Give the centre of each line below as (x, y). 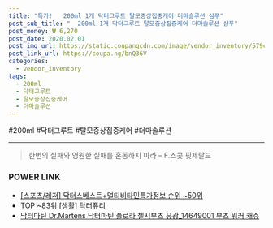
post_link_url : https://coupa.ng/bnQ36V (78, 54)
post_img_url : (32, 46)
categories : (28, 62)
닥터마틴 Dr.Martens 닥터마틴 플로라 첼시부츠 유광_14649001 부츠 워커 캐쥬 (140, 216)
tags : (17, 76)
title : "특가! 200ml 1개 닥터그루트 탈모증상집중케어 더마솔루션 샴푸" (116, 16)
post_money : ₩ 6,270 (43, 31)
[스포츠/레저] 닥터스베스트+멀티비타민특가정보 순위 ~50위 (111, 196)
